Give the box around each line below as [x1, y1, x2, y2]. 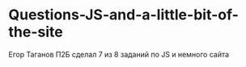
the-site [8, 23, 63, 41]
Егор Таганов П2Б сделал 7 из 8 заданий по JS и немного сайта [8, 49, 229, 59]
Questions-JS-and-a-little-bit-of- [8, 6, 239, 24]
